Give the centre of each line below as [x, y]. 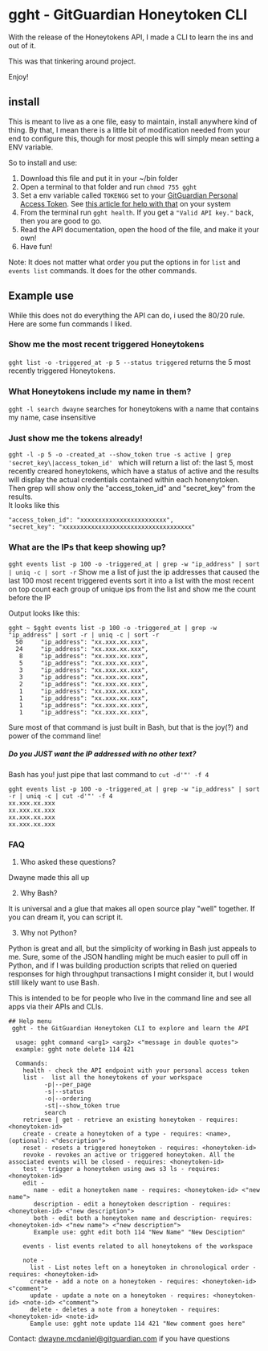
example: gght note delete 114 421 [75, 1050]
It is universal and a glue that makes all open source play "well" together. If [132, 909]
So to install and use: [43, 162]
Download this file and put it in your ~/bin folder [99, 178]
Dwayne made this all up [49, 878]
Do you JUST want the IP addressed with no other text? [102, 754]
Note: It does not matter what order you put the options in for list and [124, 262]
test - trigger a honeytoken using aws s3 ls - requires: [122, 1169]
